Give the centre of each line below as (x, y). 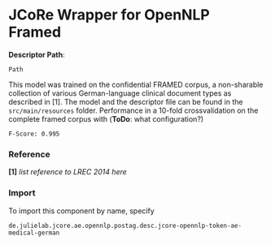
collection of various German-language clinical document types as (120, 93)
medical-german (34, 233)
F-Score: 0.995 (34, 134)
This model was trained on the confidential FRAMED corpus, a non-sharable (136, 84)
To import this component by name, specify (81, 211)
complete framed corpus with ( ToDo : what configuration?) (106, 118)
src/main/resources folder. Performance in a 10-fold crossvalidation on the (133, 110)
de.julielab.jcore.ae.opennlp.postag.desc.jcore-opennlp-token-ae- (125, 226)
